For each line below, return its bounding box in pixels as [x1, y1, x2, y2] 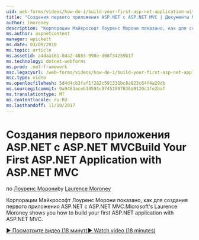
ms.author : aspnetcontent [6, 31, 70, 37]
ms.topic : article [6, 47, 52, 53]
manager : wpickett [6, 36, 52, 42]
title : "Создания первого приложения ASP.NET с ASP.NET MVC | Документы [6, 14, 190, 20]
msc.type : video [6, 75, 46, 81]
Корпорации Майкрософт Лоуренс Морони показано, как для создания [6, 197, 188, 204]
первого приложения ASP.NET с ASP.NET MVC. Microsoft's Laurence [6, 203, 178, 210]
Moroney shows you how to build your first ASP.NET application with [6, 209, 174, 216]
